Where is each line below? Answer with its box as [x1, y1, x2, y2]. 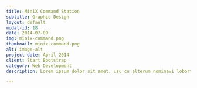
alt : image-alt [6, 47, 43, 52]
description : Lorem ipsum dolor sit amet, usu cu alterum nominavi [6, 68, 175, 74]
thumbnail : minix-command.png [6, 41, 80, 47]
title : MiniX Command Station [6, 8, 80, 15]
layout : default [6, 19, 46, 25]
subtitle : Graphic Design [6, 14, 69, 20]
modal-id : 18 [6, 24, 38, 31]
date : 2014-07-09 [6, 30, 49, 36]
